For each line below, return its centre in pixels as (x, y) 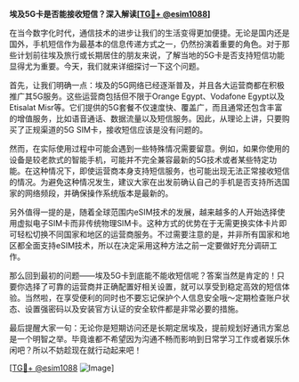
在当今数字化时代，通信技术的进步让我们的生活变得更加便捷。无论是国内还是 (149, 33)
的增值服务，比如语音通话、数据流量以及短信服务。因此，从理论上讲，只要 (145, 118)
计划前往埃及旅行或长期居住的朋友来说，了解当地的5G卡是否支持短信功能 (150, 55)
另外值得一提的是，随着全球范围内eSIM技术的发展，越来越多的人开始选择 (143, 212)
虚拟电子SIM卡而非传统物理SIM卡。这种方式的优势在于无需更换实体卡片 (148, 223)
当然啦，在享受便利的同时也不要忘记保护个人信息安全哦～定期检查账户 (153, 298)
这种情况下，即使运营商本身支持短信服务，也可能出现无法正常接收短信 (161, 171)
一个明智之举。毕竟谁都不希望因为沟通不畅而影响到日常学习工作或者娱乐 (149, 339)
